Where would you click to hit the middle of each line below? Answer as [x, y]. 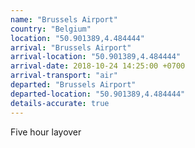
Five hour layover [46, 132]
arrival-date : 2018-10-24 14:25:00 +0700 [98, 66]
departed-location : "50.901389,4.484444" [98, 94]
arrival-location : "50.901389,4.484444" [96, 57]
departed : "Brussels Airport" [73, 85]
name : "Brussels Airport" [64, 19]
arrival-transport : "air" [64, 76]
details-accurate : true [60, 103]
